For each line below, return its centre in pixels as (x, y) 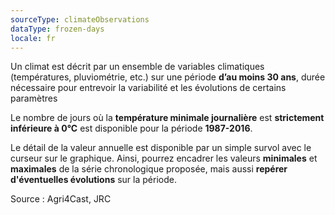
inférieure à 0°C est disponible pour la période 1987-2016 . (131, 128)
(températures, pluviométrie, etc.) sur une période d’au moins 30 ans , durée (168, 77)
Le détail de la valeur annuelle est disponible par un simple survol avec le (161, 148)
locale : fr (33, 38)
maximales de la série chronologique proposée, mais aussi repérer (149, 169)
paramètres (34, 98)
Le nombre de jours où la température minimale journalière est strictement (167, 118)
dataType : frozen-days (57, 29)
